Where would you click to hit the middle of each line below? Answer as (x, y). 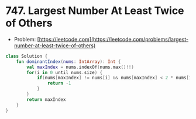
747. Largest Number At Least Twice (95, 11)
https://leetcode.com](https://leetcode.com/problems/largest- (114, 39)
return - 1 (59, 83)
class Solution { (27, 56)
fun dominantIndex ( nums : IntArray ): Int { (68, 62)
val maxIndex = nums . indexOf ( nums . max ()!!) (80, 67)
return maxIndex (46, 99)
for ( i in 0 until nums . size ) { (65, 72)
